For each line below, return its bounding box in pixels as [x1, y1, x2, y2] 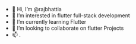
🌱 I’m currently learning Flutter [11, 18, 87, 25]
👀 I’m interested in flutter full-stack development [11, 12, 131, 19]
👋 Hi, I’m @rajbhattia [11, 6, 62, 12]
